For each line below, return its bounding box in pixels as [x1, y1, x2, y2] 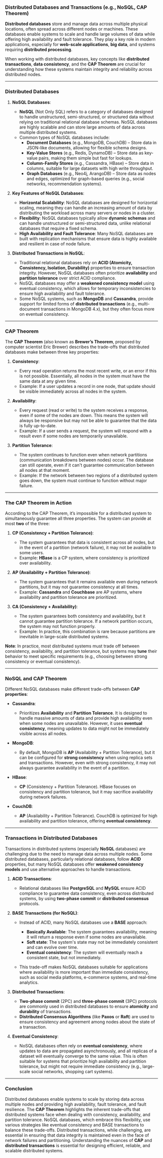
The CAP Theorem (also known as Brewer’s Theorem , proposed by [5, 338, 141, 344]
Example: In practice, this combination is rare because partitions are [19, 628, 156, 634]
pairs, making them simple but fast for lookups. [38, 155, 133, 161]
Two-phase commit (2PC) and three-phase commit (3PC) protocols [19, 998, 157, 1004]
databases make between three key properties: [5, 349, 99, 355]
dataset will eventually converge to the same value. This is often [19, 1053, 147, 1059]
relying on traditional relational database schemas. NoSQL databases [19, 119, 158, 125]
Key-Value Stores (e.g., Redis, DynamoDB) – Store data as [26, 150, 144, 156]
